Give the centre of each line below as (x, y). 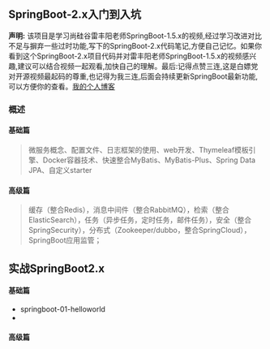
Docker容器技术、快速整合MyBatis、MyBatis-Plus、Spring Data (149, 160)
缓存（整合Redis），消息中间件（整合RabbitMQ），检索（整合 (129, 210)
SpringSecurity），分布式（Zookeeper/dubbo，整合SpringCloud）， (139, 231)
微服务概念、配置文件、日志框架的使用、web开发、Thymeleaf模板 (138, 149)
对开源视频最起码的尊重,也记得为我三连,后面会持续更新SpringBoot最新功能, (133, 76)
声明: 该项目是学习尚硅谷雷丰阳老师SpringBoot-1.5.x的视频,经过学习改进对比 (135, 36)
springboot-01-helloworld (62, 309)
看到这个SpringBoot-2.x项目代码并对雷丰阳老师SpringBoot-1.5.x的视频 (125, 56)
